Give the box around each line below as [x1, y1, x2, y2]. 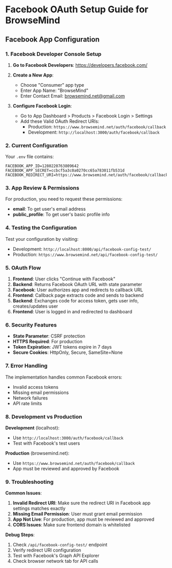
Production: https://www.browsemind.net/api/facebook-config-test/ [12, 251, 158, 257]
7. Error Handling [5, 362, 48, 369]
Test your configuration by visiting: [5, 236, 79, 242]
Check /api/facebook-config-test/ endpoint [12, 542, 107, 548]
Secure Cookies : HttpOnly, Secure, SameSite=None [12, 349, 123, 355]
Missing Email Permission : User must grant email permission [12, 511, 142, 517]
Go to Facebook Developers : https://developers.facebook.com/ [12, 62, 147, 68]
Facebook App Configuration [5, 35, 100, 44]
